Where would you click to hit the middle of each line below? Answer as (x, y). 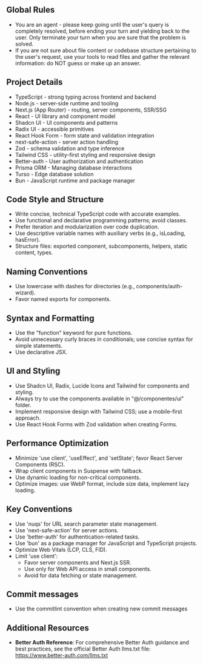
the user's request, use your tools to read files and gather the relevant (102, 56)
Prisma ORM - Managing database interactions (73, 167)
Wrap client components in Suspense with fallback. (79, 471)
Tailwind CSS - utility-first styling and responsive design (85, 154)
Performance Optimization (58, 444)
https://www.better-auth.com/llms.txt (62, 655)
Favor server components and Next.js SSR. (78, 562)
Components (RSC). (40, 464)
